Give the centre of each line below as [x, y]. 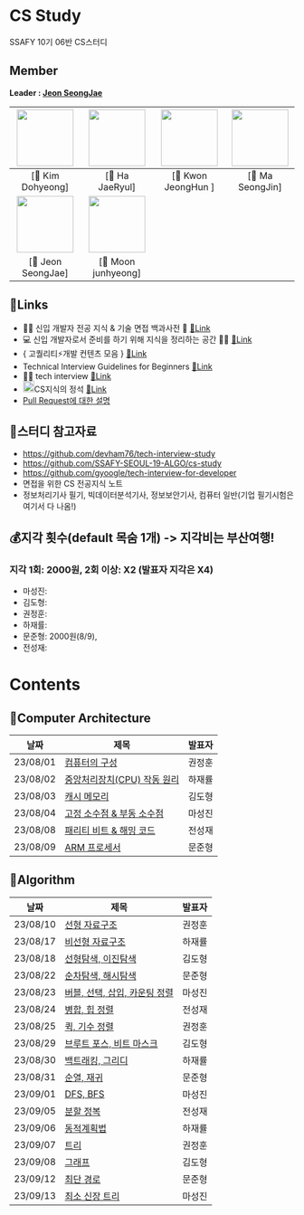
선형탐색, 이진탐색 [101, 958]
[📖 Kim [45, 176]
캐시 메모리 [87, 797]
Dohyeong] [45, 186]
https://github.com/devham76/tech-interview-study [119, 454]
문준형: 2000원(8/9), [60, 636]
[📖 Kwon [190, 176]
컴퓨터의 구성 [91, 763]
